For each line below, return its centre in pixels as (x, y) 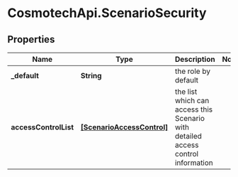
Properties (31, 39)
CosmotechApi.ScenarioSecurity (107, 13)
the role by (193, 71)
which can (192, 101)
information (194, 163)
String (91, 76)
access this (194, 109)
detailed (188, 136)
